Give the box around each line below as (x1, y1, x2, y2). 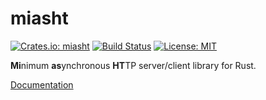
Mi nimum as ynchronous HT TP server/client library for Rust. (10, 59, 257, 71)
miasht (10, 7, 69, 30)
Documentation (10, 78, 74, 91)
